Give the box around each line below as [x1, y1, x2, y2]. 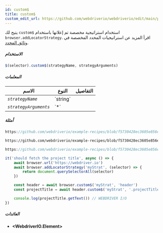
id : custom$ [5, 7, 29, 12]
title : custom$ [5, 12, 36, 17]
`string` [54, 96, 71, 103]
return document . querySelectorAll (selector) [22, 169, 114, 174]
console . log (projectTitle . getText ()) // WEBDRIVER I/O [14, 196, 127, 201]
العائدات [5, 211, 20, 217]
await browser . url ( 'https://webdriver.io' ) [14, 160, 103, 165]
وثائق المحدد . [5, 40, 29, 46]
